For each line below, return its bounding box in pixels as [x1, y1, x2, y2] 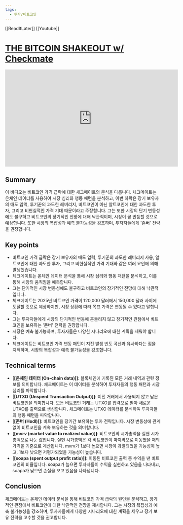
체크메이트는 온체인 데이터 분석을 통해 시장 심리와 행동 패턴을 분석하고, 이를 [12, 273, 157, 279]
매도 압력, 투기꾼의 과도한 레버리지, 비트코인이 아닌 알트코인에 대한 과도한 [10, 202, 151, 208]
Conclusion [5, 482, 41, 490]
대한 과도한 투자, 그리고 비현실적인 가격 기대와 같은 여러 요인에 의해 [29, 261, 159, 267]
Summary [5, 175, 36, 184]
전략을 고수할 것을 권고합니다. [10, 514, 68, 520]
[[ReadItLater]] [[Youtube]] [5, 25, 60, 31]
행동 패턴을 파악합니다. [17, 412, 62, 418]
